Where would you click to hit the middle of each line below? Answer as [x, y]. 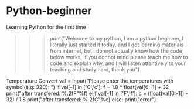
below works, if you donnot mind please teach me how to [119, 57]
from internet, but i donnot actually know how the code [116, 50]
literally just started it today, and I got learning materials [117, 45]
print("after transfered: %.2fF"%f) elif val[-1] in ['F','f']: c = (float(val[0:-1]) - [97, 93]
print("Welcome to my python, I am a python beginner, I [117, 38]
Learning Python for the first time [46, 27]
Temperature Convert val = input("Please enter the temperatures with [90, 81]
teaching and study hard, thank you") [95, 69]
